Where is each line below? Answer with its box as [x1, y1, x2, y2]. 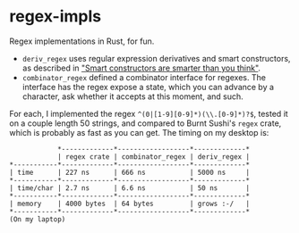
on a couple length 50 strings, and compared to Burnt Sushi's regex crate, [9, 118, 282, 129]
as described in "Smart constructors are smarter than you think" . [21, 62, 261, 73]
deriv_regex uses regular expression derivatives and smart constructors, [21, 53, 291, 63]
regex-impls [9, 6, 101, 27]
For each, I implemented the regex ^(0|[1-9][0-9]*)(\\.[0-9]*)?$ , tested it [9, 108, 288, 119]
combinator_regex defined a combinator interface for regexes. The [21, 71, 267, 82]
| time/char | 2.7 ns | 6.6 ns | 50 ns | [9, 183, 251, 193]
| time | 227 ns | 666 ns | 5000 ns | [9, 168, 251, 177]
